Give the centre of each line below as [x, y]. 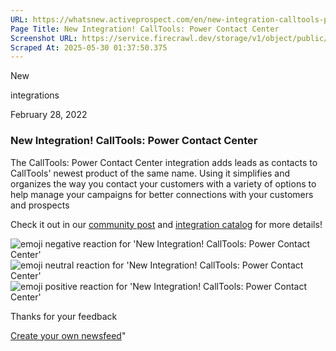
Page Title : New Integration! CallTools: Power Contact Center [145, 29]
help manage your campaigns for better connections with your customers [162, 194]
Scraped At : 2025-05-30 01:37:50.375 [89, 47]
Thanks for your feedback [64, 316]
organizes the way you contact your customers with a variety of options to [163, 183]
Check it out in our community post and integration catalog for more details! [166, 224]
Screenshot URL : [44, 38]
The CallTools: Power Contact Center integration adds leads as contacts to [164, 162]
